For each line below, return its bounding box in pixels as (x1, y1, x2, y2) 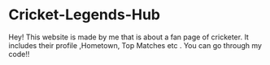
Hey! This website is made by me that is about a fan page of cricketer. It (8, 32, 250, 42)
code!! (8, 49, 30, 59)
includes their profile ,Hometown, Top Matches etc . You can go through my (8, 40, 263, 50)
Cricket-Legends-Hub (8, 6, 161, 24)
